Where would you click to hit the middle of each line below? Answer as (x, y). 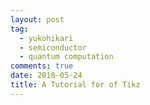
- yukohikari (46, 38)
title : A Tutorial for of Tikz (75, 85)
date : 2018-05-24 (46, 76)
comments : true (42, 66)
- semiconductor (53, 47)
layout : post (37, 19)
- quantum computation (66, 57)
